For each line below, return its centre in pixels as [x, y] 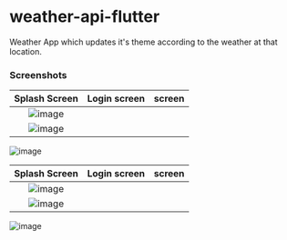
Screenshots [38, 75]
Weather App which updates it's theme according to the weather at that [143, 42]
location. [26, 51]
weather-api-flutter [85, 17]
